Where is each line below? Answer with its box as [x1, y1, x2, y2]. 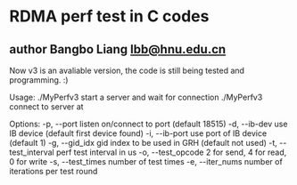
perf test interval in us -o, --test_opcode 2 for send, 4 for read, [56, 147, 287, 157]
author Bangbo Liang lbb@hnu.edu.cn [9, 42, 227, 57]
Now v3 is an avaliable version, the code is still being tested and [9, 65, 245, 76]
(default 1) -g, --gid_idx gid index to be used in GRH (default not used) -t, [9, 138, 278, 148]
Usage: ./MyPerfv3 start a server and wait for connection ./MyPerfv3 [9, 92, 263, 102]
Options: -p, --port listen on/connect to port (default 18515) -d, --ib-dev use [9, 118, 288, 129]
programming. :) [9, 75, 69, 85]
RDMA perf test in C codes [9, 6, 210, 27]
